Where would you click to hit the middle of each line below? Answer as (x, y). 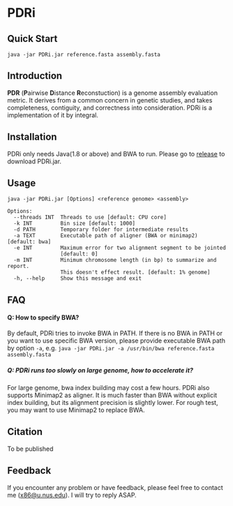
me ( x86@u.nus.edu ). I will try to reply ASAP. (72, 495)
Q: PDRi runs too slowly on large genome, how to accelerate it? (100, 370)
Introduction (35, 76)
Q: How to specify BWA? (43, 318)
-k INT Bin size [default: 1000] (75, 224)
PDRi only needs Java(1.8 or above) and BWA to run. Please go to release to (116, 154)
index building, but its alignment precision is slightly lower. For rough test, (113, 402)
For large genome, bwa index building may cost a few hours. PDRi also (108, 388)
